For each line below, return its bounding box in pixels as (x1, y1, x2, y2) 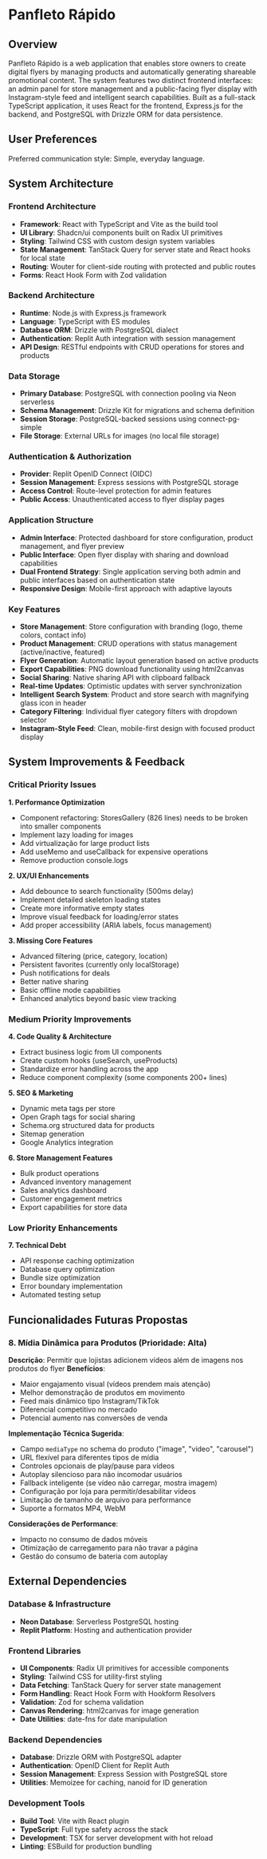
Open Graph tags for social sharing (19, 1112, 135, 1122)
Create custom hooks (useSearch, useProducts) (19, 1055, 178, 1065)
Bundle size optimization (19, 1273, 101, 1283)
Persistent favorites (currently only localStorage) (19, 959, 179, 969)
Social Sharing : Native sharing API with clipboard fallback (19, 673, 210, 682)
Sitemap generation (19, 1129, 85, 1138)
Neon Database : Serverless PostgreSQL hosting (19, 1616, 179, 1627)
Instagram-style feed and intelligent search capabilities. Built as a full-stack (8, 93, 257, 101)
